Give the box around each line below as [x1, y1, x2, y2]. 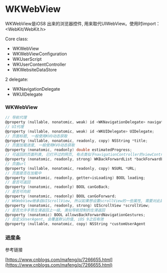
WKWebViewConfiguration [12, 51, 67, 57]
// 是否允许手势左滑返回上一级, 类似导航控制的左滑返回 [5, 208, 105, 213]
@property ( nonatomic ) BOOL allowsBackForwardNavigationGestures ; [5, 212, 146, 217]
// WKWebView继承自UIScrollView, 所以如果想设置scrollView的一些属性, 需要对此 [5, 198, 160, 203]
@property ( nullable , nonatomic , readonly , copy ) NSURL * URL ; [5, 166, 137, 171]
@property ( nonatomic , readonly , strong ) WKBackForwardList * [5, 157, 137, 162]
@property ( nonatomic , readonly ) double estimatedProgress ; [5, 147, 133, 152]
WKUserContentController [12, 61, 66, 67]
